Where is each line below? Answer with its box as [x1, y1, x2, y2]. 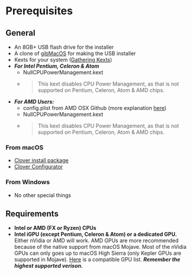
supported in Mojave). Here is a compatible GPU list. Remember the [14, 256, 181, 263]
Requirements [5, 208, 59, 219]
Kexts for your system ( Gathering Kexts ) [14, 56, 113, 63]
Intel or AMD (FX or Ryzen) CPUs [14, 225, 97, 232]
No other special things [14, 191, 72, 198]
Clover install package [14, 157, 69, 164]
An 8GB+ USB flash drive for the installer [14, 43, 114, 50]
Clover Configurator [14, 163, 63, 170]
